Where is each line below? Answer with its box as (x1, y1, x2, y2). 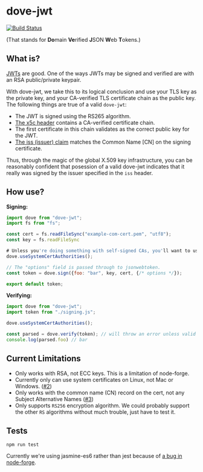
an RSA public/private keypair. (6, 76, 82, 83)
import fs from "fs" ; (6, 220, 61, 227)
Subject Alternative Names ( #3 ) (14, 395, 94, 402)
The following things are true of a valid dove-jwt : (6, 101, 127, 108)
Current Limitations (6, 353, 82, 364)
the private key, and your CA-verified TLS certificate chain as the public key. (6, 94, 196, 101)
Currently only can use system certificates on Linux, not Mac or (14, 376, 173, 383)
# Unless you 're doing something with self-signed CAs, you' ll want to (6, 248, 190, 254)
